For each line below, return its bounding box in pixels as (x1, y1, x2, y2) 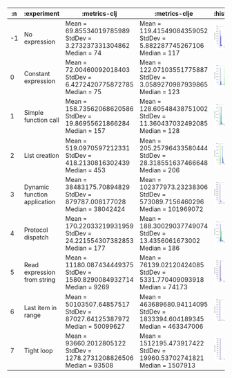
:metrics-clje (154, 9, 193, 17)
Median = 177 (65, 244, 106, 252)
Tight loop (23, 346, 53, 354)
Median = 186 (139, 244, 180, 252)
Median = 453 (65, 165, 106, 174)
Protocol (23, 226, 48, 234)
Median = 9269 (65, 283, 110, 291)
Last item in (23, 304, 57, 312)
